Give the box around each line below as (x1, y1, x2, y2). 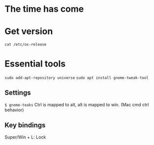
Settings (4, 89, 31, 97)
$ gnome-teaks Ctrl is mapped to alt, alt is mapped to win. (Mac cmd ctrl (4, 101, 149, 107)
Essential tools (4, 58, 66, 70)
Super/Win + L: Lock (4, 134, 46, 140)
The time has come (4, 3, 84, 15)
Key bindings (4, 121, 46, 129)
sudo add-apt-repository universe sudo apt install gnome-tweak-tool (4, 75, 149, 80)
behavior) (4, 107, 24, 113)
